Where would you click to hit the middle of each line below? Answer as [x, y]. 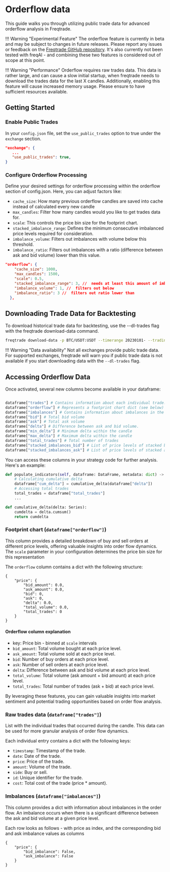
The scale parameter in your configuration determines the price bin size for [84, 552]
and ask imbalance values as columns [45, 833]
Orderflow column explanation [38, 632]
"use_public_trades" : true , [41, 157]
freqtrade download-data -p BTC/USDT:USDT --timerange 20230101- [75, 341]
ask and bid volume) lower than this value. [56, 255]
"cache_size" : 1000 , [36, 269]
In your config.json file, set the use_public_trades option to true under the [83, 133]
